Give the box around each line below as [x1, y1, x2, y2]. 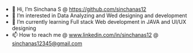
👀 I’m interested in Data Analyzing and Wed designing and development [11, 12, 187, 19]
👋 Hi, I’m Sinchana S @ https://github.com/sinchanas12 [11, 6, 147, 13]
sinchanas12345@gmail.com [11, 40, 83, 47]
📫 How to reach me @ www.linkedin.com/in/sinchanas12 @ [11, 32, 159, 38]
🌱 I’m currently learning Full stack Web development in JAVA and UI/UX [11, 18, 186, 25]
